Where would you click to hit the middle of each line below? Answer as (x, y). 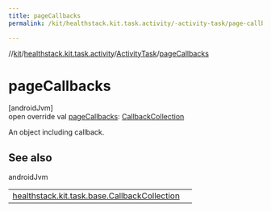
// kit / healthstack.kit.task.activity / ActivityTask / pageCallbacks (109, 53)
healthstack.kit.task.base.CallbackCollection (96, 196)
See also (30, 158)
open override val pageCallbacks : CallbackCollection (96, 117)
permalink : (27, 23)
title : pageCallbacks (45, 16)
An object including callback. (56, 132)
